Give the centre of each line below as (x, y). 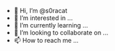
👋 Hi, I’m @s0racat (40, 11)
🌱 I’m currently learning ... (51, 25)
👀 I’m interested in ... (43, 18)
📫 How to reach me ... (46, 40)
